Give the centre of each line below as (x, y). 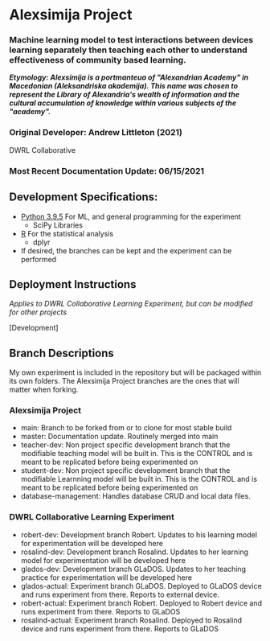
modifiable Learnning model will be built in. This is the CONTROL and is (139, 479)
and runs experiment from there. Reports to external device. (120, 594)
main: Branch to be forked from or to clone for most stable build (126, 428)
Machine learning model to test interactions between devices (131, 40)
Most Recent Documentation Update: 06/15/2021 (106, 171)
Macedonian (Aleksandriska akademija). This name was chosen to (124, 86)
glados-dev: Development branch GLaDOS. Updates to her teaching (133, 569)
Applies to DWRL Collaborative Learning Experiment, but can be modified (131, 304)
